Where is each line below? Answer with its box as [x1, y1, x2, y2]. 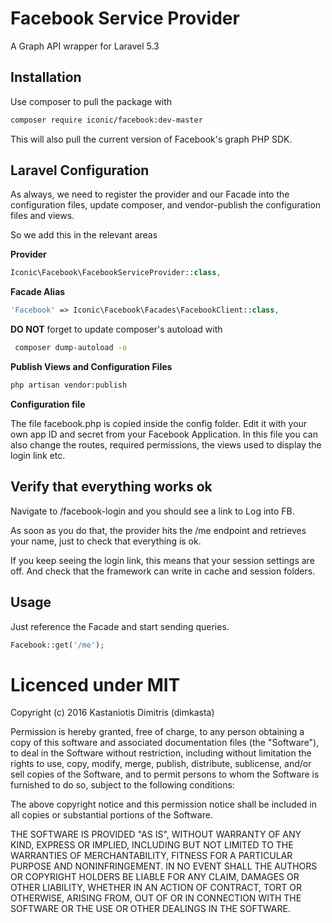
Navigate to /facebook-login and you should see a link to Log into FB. [10, 505, 295, 517]
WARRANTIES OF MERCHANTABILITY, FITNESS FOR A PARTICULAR [10, 850, 293, 862]
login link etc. [10, 449, 66, 461]
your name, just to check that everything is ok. [10, 535, 202, 547]
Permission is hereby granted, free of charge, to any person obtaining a [10, 726, 305, 738]
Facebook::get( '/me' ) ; [10, 640, 105, 650]
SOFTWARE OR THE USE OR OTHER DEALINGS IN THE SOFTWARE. [10, 903, 291, 915]
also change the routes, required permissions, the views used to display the [10, 438, 322, 451]
